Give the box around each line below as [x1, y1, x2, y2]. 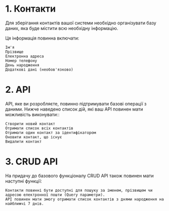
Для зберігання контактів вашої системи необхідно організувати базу [5, 20, 157, 26]
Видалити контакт [5, 139, 42, 144]
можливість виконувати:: [5, 111, 60, 117]
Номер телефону [5, 58, 37, 63]
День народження [5, 62, 39, 67]
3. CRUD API [5, 156, 58, 167]
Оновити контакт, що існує [5, 134, 62, 139]
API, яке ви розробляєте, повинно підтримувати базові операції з [5, 100, 147, 107]
